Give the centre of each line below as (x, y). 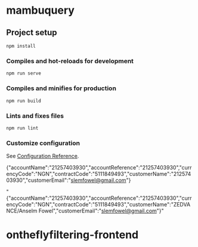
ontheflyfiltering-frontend (72, 235)
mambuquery (40, 10)
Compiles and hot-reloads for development (70, 61)
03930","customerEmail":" (39, 180)
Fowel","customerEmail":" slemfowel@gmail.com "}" (101, 211)
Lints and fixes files (35, 116)
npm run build (24, 101)
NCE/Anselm (22, 211)
